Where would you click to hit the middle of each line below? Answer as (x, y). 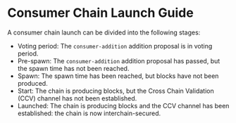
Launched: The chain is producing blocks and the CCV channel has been (123, 105)
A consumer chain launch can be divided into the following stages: (104, 32)
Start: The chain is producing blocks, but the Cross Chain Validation (116, 91)
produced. (32, 83)
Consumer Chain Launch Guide (100, 13)
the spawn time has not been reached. (73, 68)
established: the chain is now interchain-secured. (89, 113)
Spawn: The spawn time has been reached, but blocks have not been (118, 76)
